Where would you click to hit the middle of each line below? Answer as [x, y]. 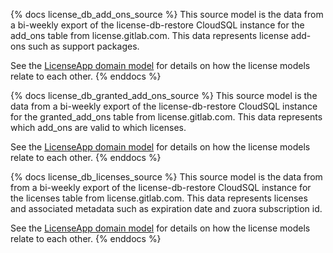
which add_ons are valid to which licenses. [98, 127]
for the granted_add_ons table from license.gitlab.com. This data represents [166, 117]
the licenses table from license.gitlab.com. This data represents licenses [159, 198]
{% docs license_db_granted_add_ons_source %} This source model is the [164, 95]
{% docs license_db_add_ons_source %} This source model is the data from [167, 14]
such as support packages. [83, 46]
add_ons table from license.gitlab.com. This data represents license [149, 35]
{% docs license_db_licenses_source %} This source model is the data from [166, 177]
